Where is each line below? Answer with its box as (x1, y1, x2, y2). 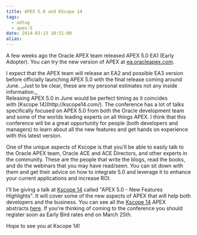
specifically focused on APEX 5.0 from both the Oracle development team (6, 107, 185, 114)
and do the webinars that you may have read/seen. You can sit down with (6, 162, 184, 169)
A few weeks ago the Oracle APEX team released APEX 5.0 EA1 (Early (6, 52, 174, 59)
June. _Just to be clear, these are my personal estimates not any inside (6, 82, 178, 89)
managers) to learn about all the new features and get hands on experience (6, 126, 189, 133)
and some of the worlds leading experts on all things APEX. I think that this (6, 113, 186, 120)
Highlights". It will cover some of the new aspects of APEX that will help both (6, 192, 191, 199)
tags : (6, 14, 19, 20)
